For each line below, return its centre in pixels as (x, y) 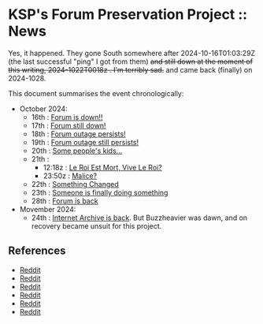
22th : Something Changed (75, 184)
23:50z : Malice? (70, 176)
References (37, 251)
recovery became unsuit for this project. (96, 225)
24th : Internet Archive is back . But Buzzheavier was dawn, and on (139, 218)
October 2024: (44, 109)
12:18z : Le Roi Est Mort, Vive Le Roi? (103, 167)
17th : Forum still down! (69, 125)
